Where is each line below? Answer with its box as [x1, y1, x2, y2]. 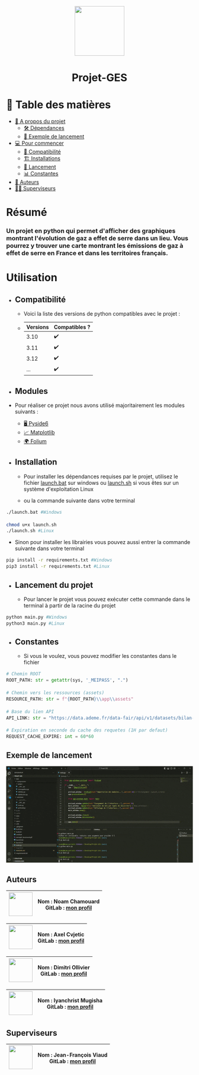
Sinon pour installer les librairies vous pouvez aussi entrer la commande [14, 539, 191, 546]
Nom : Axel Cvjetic [37, 931, 85, 938]
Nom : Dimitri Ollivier [37, 964, 90, 971]
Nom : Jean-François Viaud [37, 1051, 108, 1058]
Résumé [6, 206, 47, 219]
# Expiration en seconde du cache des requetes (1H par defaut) [6, 727, 168, 733]
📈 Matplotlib [23, 429, 55, 436]
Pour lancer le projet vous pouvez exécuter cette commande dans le [23, 596, 191, 603]
